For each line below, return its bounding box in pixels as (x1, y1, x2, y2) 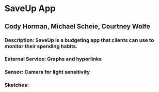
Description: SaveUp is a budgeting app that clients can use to (4, 37, 154, 44)
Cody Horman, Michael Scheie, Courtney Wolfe (4, 22, 151, 31)
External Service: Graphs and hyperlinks (4, 56, 102, 62)
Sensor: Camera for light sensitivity (4, 69, 90, 76)
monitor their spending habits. (4, 43, 78, 49)
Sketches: (4, 82, 29, 89)
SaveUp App (4, 3, 56, 14)
